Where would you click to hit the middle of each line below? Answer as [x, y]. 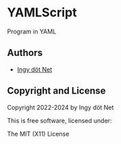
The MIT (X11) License [38, 134]
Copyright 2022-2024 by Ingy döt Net [60, 107]
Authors [25, 53]
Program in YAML [32, 31]
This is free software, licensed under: [59, 120]
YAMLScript [42, 13]
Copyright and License [56, 91]
